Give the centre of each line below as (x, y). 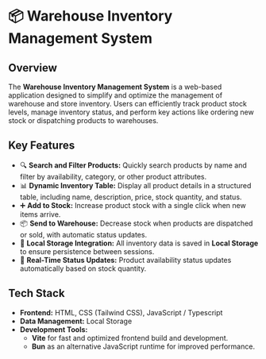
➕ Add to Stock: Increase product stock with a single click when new (133, 205)
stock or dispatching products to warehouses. (83, 120)
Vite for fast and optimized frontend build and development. (130, 338)
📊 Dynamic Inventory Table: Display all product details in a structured (135, 185)
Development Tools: (54, 329)
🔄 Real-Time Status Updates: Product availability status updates (125, 260)
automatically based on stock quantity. (83, 268)
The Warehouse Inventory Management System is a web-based (115, 87)
